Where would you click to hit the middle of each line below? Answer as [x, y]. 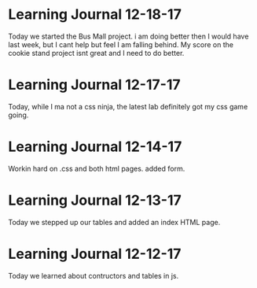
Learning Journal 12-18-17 [95, 15]
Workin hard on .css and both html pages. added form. [97, 168]
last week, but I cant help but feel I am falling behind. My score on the [121, 44]
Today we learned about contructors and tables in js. [94, 275]
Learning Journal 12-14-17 [95, 147]
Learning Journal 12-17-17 [94, 85]
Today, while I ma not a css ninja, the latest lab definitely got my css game [128, 106]
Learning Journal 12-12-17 [95, 254]
